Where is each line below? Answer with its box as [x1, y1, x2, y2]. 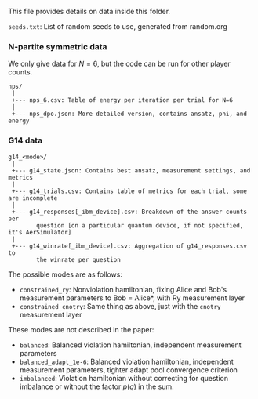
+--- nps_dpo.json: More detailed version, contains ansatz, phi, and [11, 110, 247, 118]
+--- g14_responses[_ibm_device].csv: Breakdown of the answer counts [11, 208, 247, 216]
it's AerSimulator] [8, 228, 72, 236]
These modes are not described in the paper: [8, 325, 154, 334]
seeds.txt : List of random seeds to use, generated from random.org [8, 22, 227, 31]
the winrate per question [36, 256, 122, 263]
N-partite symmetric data [8, 41, 107, 52]
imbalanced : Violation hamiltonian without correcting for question [19, 373, 229, 383]
